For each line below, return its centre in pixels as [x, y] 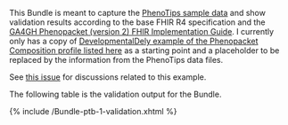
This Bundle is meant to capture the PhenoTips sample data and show [137, 13]
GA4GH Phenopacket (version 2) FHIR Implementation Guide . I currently [142, 31]
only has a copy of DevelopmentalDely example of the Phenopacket [134, 41]
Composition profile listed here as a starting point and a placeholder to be [144, 51]
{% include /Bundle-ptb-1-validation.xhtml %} [93, 111]
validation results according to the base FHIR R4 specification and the [137, 22]
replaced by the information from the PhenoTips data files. [116, 60]
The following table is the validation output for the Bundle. [115, 94]
